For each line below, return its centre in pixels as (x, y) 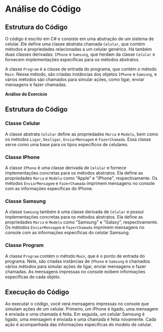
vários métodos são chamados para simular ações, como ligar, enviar (75, 79)
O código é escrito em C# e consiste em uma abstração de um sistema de (80, 39)
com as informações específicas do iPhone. (49, 188)
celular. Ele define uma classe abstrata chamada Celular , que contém (75, 44)
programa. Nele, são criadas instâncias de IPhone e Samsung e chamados (78, 261)
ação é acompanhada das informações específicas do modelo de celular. (79, 325)
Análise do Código (43, 9)
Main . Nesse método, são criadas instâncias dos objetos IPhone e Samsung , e (81, 74)
